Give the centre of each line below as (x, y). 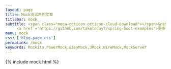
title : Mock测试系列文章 (29, 15)
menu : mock (17, 33)
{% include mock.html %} (32, 61)
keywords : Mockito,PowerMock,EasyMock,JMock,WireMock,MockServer (76, 47)
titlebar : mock (21, 19)
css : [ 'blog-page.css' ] (31, 38)
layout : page (19, 10)
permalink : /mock (24, 43)
